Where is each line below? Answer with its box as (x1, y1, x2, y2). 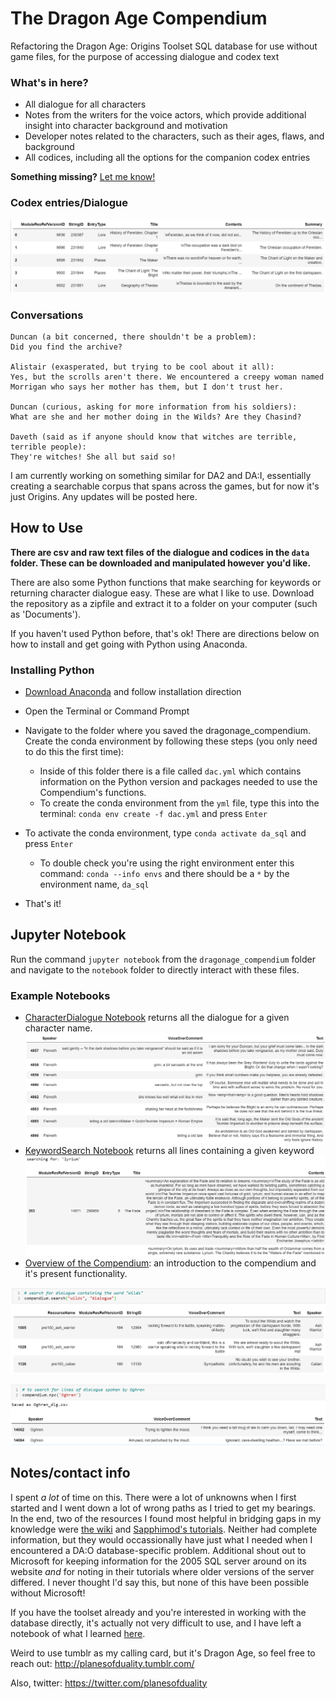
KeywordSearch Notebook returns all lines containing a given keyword (24, 1145, 315, 1157)
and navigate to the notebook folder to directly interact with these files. (10, 963, 300, 976)
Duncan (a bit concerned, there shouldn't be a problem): (10, 332, 257, 342)
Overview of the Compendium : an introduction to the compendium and (24, 1257, 317, 1269)
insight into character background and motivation (24, 120, 228, 132)
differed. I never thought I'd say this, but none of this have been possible (10, 1576, 310, 1588)
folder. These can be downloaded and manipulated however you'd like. (10, 557, 312, 569)
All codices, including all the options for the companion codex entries (24, 152, 311, 164)
